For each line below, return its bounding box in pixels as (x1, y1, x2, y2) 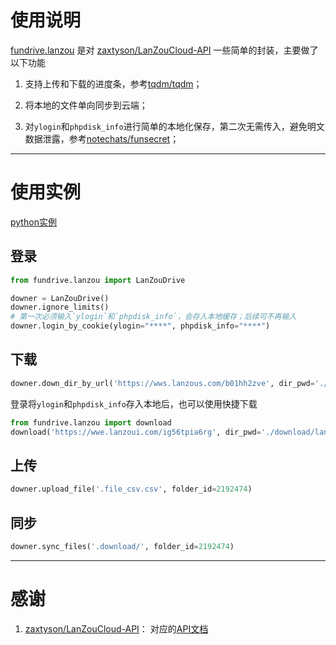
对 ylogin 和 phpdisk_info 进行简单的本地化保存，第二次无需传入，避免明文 (24, 120, 325, 132)
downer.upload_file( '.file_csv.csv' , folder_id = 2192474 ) (10, 484, 253, 495)
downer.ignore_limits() (10, 302, 110, 313)
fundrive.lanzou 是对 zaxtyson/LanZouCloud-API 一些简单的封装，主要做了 (10, 44, 319, 56)
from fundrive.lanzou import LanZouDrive (10, 275, 186, 285)
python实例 (10, 216, 57, 228)
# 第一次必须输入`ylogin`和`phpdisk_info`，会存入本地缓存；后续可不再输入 (10, 312, 297, 322)
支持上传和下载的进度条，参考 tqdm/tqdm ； (24, 77, 203, 90)
